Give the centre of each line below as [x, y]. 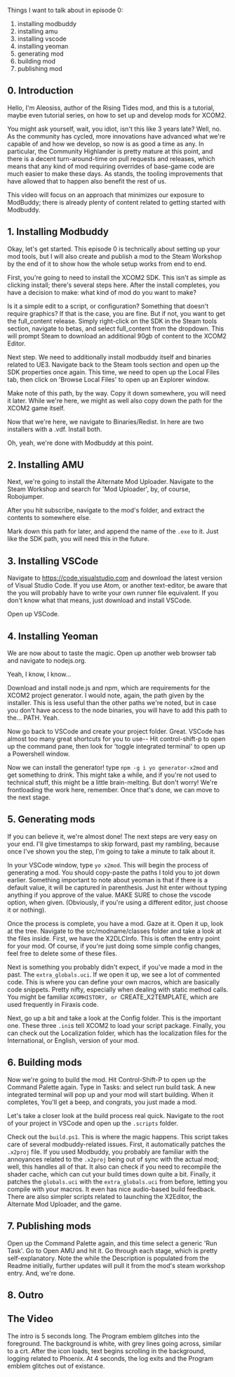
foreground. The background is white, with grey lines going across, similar [114, 1343]
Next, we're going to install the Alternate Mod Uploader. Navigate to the [110, 482]
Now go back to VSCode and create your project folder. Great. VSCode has [116, 732]
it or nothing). [27, 910]
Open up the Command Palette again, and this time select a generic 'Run [112, 1243]
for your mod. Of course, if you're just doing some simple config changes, [114, 946]
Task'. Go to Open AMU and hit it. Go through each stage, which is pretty [112, 1250]
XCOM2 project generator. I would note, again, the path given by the [106, 695]
